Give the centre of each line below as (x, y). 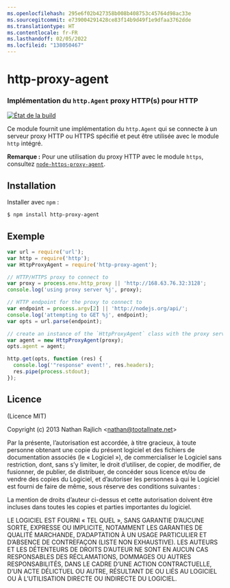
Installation (31, 186)
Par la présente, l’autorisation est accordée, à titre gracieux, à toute (102, 443)
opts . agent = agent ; (37, 346)
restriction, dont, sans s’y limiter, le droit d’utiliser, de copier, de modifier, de (114, 464)
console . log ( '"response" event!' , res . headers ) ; (84, 365)
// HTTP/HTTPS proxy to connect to (58, 277)
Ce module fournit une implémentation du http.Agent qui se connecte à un (112, 129)
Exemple (26, 236)
